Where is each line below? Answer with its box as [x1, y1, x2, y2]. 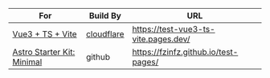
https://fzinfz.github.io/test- [132, 47, 239, 57]
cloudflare [85, 29, 125, 39]
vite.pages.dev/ [132, 33, 190, 45]
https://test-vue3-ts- [132, 24, 215, 34]
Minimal [12, 57, 43, 67]
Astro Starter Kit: [12, 47, 76, 57]
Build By [88, 10, 122, 21]
